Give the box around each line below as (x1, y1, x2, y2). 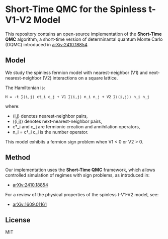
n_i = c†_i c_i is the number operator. (12, 129, 89, 135)
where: (5, 103, 20, 109)
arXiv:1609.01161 (12, 201, 47, 207)
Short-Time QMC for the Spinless (5, 4, 147, 15)
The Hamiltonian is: (5, 85, 45, 91)
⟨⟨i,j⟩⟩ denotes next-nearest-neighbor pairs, (12, 118, 102, 124)
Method (5, 153, 31, 162)
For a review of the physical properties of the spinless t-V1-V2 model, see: (5, 191, 159, 197)
